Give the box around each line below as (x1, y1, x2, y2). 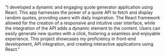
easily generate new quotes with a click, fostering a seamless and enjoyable (5, 31, 161, 36)
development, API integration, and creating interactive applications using (5, 41, 154, 47)
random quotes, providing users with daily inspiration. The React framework (5, 15, 160, 20)
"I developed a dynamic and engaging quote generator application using (5, 4, 153, 10)
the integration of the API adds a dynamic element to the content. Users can (5, 25, 161, 31)
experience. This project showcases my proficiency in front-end (5, 36, 136, 42)
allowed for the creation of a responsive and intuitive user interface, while (5, 20, 156, 26)
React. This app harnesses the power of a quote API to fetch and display (5, 9, 153, 15)
